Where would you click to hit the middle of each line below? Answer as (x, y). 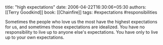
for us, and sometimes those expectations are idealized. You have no (75, 27)
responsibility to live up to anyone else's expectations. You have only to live (82, 32)
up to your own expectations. (35, 37)
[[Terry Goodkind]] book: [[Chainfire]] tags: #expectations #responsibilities (81, 12)
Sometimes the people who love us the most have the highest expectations (81, 22)
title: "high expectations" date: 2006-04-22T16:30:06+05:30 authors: (76, 7)
